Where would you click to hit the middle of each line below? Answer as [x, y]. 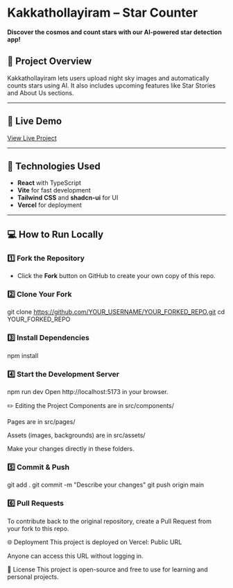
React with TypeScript [49, 183]
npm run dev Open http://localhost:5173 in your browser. [88, 391]
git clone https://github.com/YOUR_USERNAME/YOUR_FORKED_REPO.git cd [116, 312]
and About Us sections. [41, 92]
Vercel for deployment [49, 205]
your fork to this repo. [38, 528]
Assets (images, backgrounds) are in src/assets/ [76, 435]
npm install [23, 355]
